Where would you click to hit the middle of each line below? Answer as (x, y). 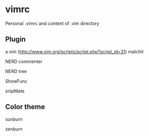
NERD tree (16, 71)
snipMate (15, 91)
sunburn (14, 119)
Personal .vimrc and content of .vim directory (52, 23)
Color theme (25, 107)
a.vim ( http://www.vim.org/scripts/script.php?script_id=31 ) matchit (74, 51)
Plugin (16, 39)
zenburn (14, 129)
